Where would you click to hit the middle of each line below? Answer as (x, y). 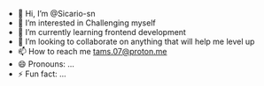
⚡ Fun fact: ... (42, 74)
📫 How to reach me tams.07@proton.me (92, 51)
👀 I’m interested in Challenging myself (87, 23)
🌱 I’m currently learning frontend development (101, 32)
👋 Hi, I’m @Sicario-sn (56, 14)
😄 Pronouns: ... (46, 64)
